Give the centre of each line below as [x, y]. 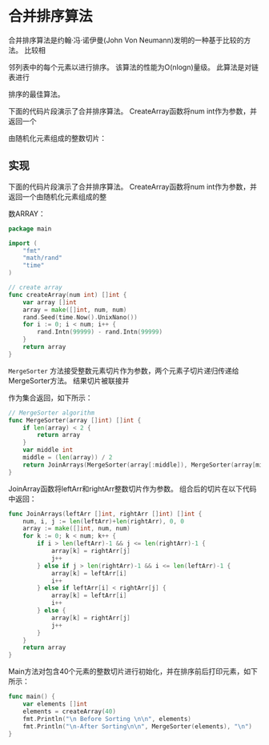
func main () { [32, 697]
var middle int [48, 450]
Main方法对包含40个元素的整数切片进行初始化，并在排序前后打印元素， [126, 671]
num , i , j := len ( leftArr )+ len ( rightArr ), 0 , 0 [104, 521]
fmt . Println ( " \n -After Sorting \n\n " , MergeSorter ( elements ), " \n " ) [138, 726]
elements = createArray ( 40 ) [69, 711]
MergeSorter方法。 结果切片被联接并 [69, 380]
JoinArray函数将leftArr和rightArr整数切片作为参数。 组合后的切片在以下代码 [132, 488]
